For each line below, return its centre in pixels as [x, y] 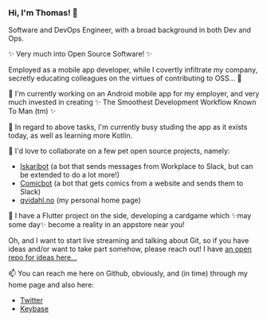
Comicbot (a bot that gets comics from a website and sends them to [132, 183]
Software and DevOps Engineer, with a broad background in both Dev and [130, 30]
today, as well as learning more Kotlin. [71, 135]
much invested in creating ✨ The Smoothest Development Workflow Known [132, 102]
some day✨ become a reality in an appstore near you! [96, 225]
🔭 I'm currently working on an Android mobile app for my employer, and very [134, 94]
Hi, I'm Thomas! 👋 [43, 13]
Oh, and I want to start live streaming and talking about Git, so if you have [129, 241]
